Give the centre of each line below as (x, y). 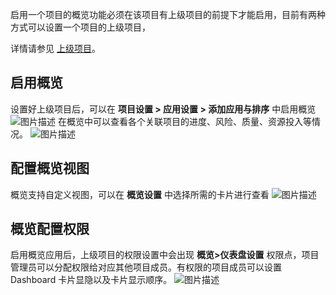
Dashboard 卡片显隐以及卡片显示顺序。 (91, 280)
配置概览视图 (50, 168)
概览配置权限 (50, 229)
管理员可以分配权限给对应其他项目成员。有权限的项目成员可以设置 (146, 267)
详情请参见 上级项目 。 (55, 48)
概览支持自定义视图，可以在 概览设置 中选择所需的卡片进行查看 (140, 194)
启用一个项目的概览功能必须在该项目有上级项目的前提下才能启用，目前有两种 (168, 14)
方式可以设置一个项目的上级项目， (80, 27)
